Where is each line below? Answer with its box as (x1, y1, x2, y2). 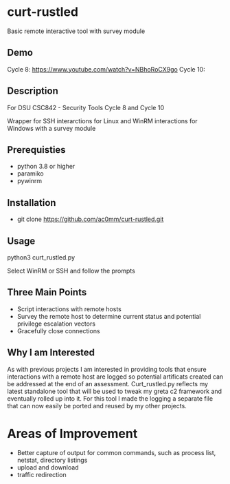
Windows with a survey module (7, 124, 96, 132)
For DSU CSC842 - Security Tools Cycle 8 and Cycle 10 (7, 103, 165, 112)
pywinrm (16, 177, 43, 185)
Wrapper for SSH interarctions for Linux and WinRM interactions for (7, 116, 198, 125)
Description (7, 85, 58, 97)
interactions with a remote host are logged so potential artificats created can (7, 372, 224, 381)
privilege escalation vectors (16, 319, 96, 328)
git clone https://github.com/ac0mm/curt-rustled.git (16, 215, 164, 224)
